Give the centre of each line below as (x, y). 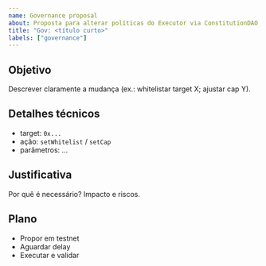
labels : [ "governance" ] (48, 38)
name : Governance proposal (53, 15)
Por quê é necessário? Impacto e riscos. (74, 194)
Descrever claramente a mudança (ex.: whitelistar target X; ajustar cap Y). (129, 89)
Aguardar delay (45, 246)
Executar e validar (49, 255)
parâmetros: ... (44, 150)
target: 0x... (41, 133)
